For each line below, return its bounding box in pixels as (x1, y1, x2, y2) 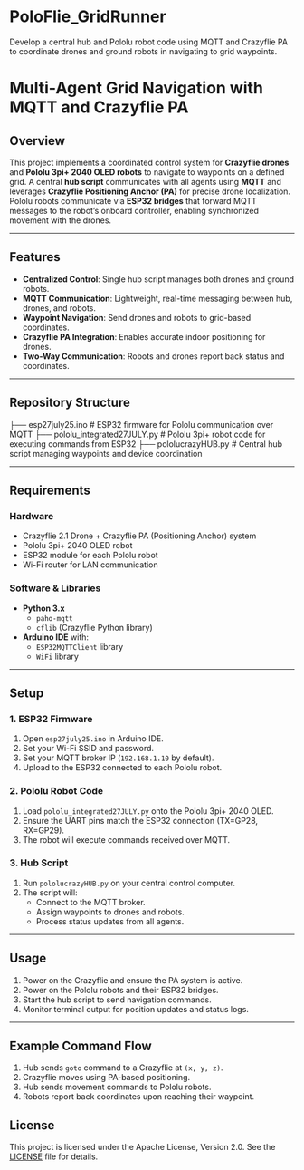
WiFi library (35, 651, 80, 662)
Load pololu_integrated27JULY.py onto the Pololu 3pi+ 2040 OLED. (22, 805, 274, 817)
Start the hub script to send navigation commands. (22, 994, 212, 1005)
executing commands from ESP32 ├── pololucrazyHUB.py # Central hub (9, 438, 283, 450)
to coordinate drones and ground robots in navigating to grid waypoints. (9, 45, 278, 56)
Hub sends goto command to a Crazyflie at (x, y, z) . (22, 1062, 223, 1073)
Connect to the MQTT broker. (35, 896, 147, 907)
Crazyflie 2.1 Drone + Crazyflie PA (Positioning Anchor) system (22, 530, 257, 541)
